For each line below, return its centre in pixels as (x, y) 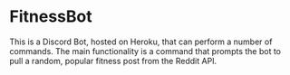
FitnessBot (51, 17)
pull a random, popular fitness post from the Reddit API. (113, 61)
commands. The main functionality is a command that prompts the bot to (145, 51)
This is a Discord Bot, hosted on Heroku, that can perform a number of (141, 42)
